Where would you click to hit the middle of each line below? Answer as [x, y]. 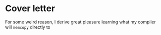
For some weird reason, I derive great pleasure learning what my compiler [80, 22]
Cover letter [30, 9]
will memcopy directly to [28, 27]
